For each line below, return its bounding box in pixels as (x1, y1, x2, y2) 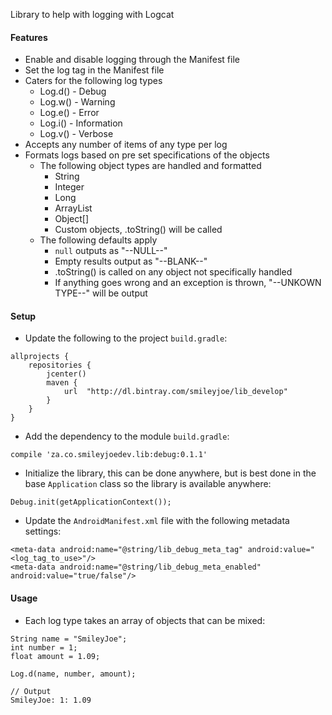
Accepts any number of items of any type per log (24, 139, 228, 151)
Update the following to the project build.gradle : (24, 332, 228, 344)
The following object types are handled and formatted (39, 160, 262, 172)
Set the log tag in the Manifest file (24, 64, 165, 76)
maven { (46, 378, 78, 388)
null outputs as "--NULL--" (54, 245, 168, 257)
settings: (24, 525, 62, 538)
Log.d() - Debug (39, 85, 107, 98)
